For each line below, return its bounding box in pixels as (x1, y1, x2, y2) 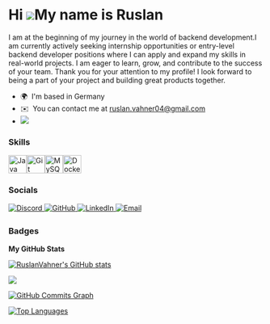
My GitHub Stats (8, 244, 65, 254)
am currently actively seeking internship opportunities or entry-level (8, 40, 234, 50)
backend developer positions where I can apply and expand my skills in (8, 49, 247, 59)
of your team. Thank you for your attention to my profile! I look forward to (8, 66, 252, 76)
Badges (8, 225, 39, 237)
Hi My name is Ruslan (8, 6, 164, 24)
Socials (8, 184, 38, 196)
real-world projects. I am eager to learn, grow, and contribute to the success (8, 58, 263, 68)
